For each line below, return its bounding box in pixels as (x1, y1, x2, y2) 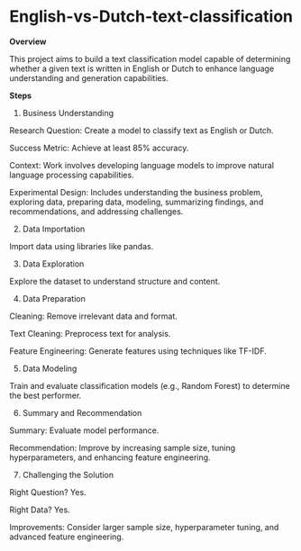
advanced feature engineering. (9, 531, 124, 542)
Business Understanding (22, 107, 114, 118)
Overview (9, 36, 47, 47)
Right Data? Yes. (9, 504, 70, 515)
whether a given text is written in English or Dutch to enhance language (9, 63, 275, 74)
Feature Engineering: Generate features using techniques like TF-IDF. (9, 345, 268, 357)
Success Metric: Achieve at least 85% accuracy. (9, 142, 189, 153)
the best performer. (9, 390, 82, 401)
